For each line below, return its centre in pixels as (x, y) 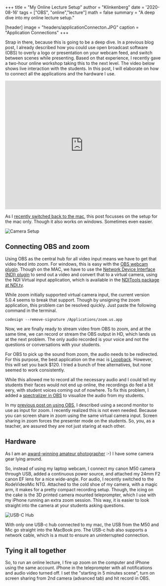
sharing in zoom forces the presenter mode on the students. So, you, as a (80, 420)
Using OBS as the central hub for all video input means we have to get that (81, 259)
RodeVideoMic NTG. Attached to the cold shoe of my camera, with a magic (82, 484)
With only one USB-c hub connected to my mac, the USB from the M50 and (82, 525)
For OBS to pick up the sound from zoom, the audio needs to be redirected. (82, 354)
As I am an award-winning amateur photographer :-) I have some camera (80, 454)
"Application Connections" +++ (37, 32)
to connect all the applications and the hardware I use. (61, 74)
